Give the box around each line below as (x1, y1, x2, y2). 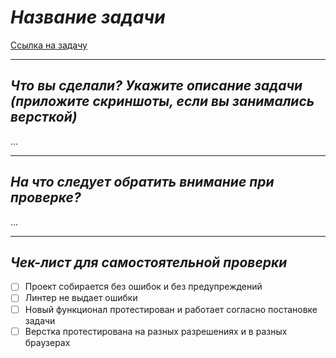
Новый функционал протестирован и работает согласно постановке (24, 303, 318, 315)
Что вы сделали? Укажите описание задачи (10, 77, 303, 95)
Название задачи (10, 6, 166, 29)
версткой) (10, 109, 78, 126)
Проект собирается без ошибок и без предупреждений (24, 281, 263, 293)
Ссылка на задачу (10, 39, 88, 51)
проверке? (10, 189, 82, 206)
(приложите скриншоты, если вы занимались (10, 93, 315, 110)
